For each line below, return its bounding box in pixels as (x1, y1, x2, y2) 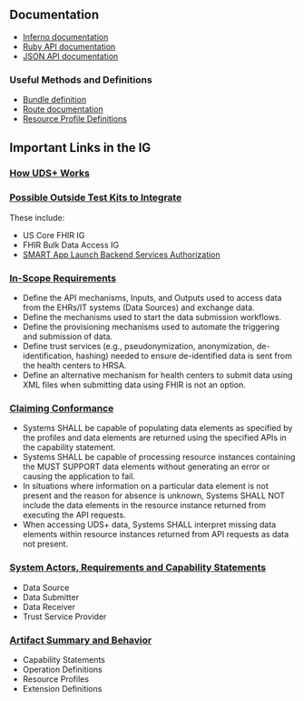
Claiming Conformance (9, 402, 114, 415)
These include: (9, 212, 65, 223)
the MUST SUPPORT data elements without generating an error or (22, 461, 270, 472)
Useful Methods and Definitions (9, 73, 152, 85)
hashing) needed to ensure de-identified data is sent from (75, 350, 292, 362)
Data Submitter (22, 591, 80, 603)
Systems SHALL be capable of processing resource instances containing (22, 452, 296, 463)
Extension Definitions (22, 683, 103, 694)
